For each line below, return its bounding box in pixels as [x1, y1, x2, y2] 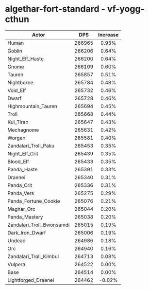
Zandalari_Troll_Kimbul [7, 253, 59, 260]
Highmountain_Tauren [7, 103, 57, 109]
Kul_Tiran [7, 118, 29, 125]
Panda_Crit [7, 181, 33, 188]
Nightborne [7, 79, 33, 86]
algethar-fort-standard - [5, 3, 106, 15]
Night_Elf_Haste [7, 55, 44, 62]
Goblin [7, 47, 23, 54]
